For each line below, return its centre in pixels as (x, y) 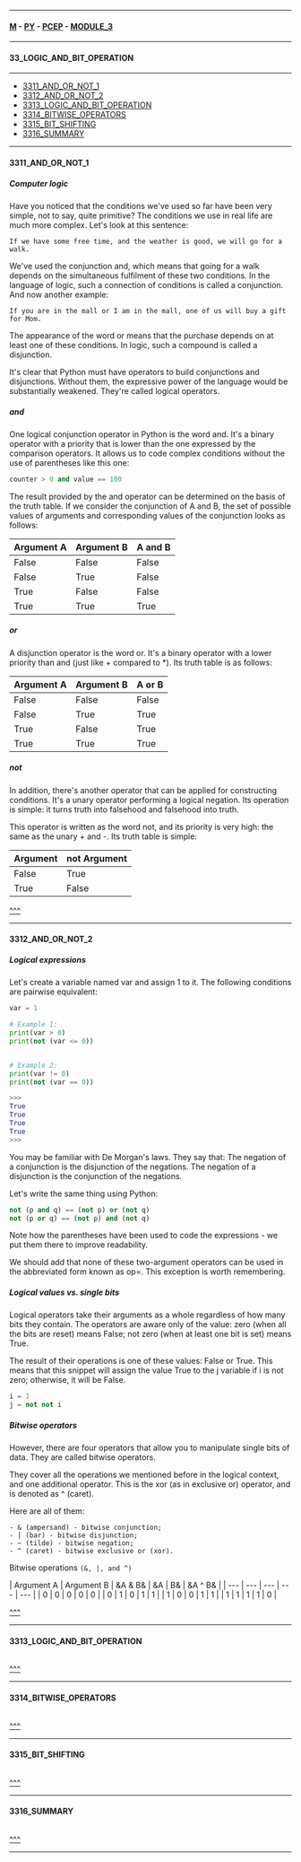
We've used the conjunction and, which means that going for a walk (134, 266)
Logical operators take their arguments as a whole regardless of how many (147, 1315)
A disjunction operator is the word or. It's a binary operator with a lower (141, 652)
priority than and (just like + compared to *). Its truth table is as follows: (141, 662)
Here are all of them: (47, 1511)
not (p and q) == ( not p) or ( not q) (80, 1210)
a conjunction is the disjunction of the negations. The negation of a (133, 1167)
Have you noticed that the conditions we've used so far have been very (141, 205)
